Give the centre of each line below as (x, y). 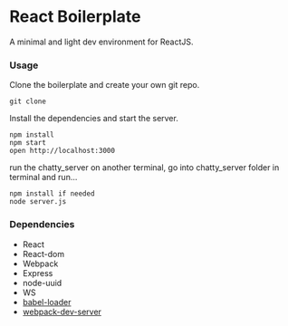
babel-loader (47, 302)
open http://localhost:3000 (62, 151)
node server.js (38, 202)
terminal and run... (43, 177)
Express (38, 273)
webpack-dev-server (62, 312)
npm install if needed (52, 194)
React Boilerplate (75, 17)
